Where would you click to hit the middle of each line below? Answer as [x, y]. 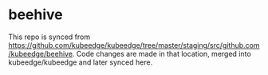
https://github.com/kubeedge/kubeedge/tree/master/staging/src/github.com [134, 45]
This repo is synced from [49, 37]
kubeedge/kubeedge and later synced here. [81, 62]
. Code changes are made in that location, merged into [162, 53]
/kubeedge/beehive [41, 53]
